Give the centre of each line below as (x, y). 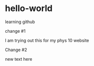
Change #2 (16, 50)
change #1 (15, 31)
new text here (19, 59)
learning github (20, 22)
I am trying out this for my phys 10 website (47, 40)
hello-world (29, 8)
